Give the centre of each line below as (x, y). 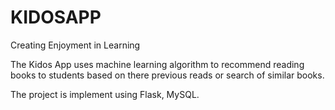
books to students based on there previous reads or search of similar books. (167, 75)
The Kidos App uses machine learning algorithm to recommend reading (157, 64)
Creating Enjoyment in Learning (75, 45)
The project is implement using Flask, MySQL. (105, 94)
